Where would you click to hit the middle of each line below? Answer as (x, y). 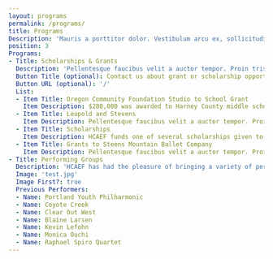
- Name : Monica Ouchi (52, 235)
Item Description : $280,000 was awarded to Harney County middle (136, 106)
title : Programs (36, 31)
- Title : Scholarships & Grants (63, 62)
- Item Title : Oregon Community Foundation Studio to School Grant (132, 99)
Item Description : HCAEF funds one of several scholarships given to (143, 136)
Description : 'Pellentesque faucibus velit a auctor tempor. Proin (132, 69)
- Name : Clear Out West (56, 212)
